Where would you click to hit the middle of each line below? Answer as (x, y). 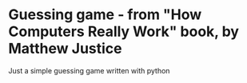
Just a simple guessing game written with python (89, 70)
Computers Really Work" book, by (124, 32)
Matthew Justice (65, 49)
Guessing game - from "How (105, 15)
